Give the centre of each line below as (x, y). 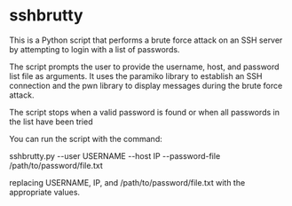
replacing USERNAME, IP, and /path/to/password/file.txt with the (127, 182)
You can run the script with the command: (86, 139)
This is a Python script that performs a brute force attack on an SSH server (146, 40)
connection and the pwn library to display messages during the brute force (146, 85)
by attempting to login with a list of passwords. (95, 49)
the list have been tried (51, 122)
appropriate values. (45, 192)
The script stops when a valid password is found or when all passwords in (144, 112)
